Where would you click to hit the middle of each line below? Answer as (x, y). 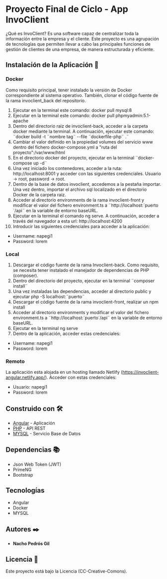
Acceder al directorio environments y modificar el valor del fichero (81, 312)
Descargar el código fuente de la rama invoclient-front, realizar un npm (85, 302)
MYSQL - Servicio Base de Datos (47, 434)
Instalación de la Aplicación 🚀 (52, 65)
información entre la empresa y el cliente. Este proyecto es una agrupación (83, 39)
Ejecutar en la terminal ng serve (45, 328)
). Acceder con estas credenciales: (81, 377)
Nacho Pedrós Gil (31, 544)
